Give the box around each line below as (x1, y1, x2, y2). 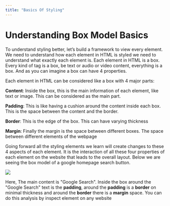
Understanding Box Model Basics (5, 29, 149, 41)
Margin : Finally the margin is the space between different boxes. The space (5, 128, 164, 134)
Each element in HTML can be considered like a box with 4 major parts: (5, 77, 155, 84)
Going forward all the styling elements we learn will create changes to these (5, 143, 164, 149)
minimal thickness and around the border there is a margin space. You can (5, 189, 162, 196)
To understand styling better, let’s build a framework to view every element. (5, 46, 163, 52)
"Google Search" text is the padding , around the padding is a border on (5, 184, 156, 190)
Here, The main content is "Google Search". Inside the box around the (5, 179, 151, 185)
